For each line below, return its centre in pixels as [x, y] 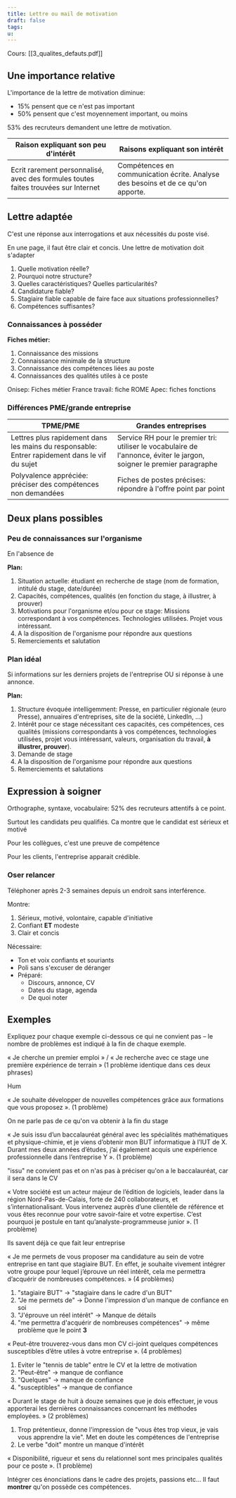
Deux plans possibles [55, 518]
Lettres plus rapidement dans [59, 438]
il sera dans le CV [33, 1178]
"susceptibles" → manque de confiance [75, 1387]
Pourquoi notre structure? [55, 276]
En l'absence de [31, 554]
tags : [15, 27]
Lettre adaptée [40, 217]
